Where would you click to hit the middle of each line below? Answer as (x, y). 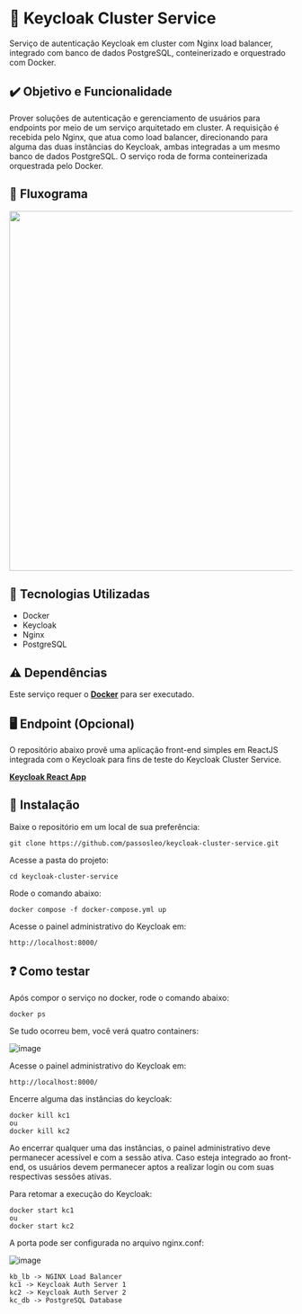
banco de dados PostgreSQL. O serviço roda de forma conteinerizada (138, 156)
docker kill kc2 (40, 1131)
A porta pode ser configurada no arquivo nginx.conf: (107, 1242)
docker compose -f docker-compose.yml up (88, 909)
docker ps (28, 1014)
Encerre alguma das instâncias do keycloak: (91, 1099)
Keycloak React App (48, 777)
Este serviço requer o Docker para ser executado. (102, 694)
